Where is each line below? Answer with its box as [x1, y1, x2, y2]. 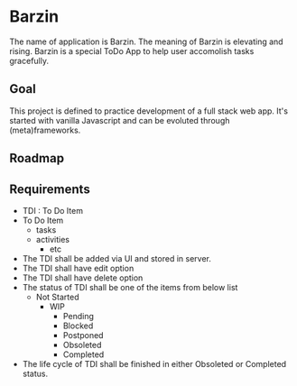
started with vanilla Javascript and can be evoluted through [9, 115, 230, 125]
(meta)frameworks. [9, 124, 81, 135]
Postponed [62, 329, 104, 340]
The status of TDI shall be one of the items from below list [22, 281, 238, 292]
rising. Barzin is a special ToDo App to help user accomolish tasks [9, 45, 255, 56]
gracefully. [9, 55, 50, 66]
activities [35, 234, 70, 244]
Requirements [9, 181, 90, 197]
